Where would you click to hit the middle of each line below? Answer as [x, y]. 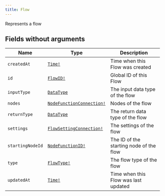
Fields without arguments [45, 39]
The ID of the [125, 140]
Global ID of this [129, 75]
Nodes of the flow [131, 104]
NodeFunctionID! [67, 146]
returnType [20, 114]
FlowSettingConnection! [75, 129]
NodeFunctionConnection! [76, 103]
